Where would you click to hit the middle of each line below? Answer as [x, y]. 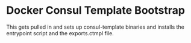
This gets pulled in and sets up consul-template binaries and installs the [95, 27]
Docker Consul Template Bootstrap [96, 10]
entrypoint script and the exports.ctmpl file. [60, 33]
